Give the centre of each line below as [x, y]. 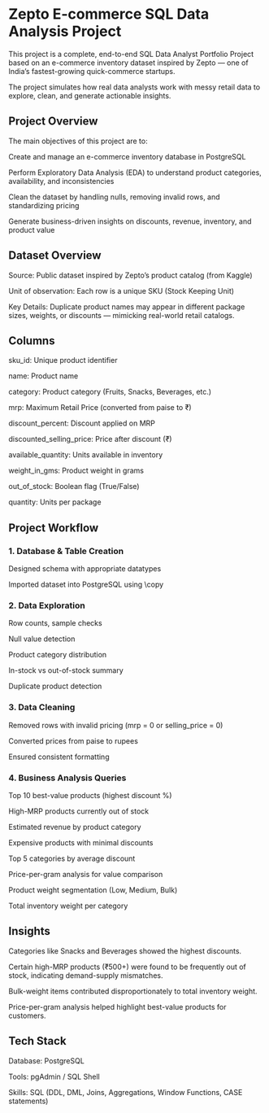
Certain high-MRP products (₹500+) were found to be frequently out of [127, 967]
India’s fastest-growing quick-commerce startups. [92, 71]
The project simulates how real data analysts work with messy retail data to [134, 87]
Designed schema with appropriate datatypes [85, 569]
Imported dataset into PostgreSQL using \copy [86, 585]
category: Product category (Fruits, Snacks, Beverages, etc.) [110, 392]
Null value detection [42, 639]
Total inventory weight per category [68, 906]
